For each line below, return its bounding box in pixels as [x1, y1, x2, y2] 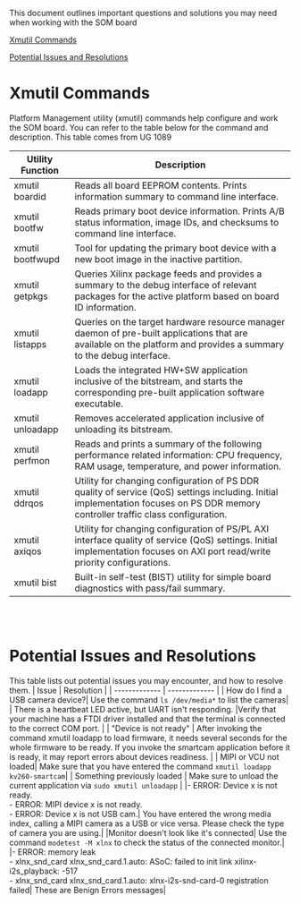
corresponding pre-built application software [74, 386, 265, 398]
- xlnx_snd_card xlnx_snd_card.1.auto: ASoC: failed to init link [9, 856, 233, 866]
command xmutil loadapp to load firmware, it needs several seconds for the [9, 732, 287, 743]
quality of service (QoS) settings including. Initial [74, 485, 279, 498]
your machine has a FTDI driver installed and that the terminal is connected [9, 713, 286, 724]
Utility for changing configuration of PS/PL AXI [74, 523, 270, 535]
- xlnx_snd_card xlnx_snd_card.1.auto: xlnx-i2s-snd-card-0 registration [9, 874, 270, 885]
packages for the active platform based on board [74, 290, 279, 303]
